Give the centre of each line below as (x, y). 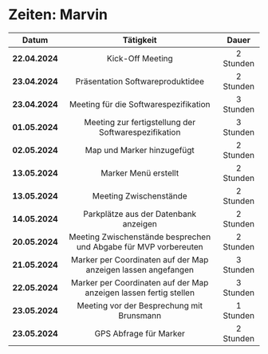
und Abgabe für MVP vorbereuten (140, 246)
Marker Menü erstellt (140, 173)
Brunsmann (140, 315)
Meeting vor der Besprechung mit (140, 305)
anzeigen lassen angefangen (140, 269)
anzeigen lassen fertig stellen (140, 293)
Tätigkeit (140, 40)
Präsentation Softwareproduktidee (140, 81)
